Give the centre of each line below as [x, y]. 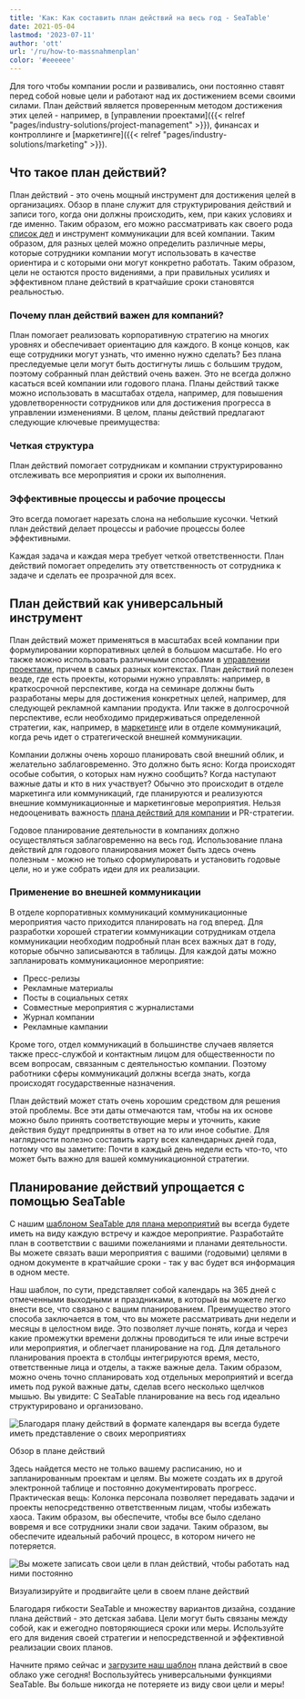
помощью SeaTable [67, 1202]
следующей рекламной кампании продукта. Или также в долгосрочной [149, 708]
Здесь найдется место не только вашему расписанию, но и [126, 1469]
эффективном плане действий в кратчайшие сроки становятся [132, 281]
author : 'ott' [36, 43]
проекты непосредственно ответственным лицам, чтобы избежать [140, 1507]
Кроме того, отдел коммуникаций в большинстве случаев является [142, 1044]
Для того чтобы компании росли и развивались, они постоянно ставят [147, 86]
